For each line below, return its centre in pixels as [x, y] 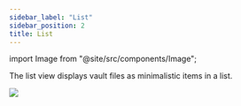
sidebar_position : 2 [47, 26]
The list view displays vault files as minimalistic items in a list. [121, 76]
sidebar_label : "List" [51, 17]
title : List [31, 34]
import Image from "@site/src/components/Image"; [103, 59]
